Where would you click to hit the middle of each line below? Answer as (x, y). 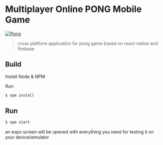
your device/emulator (27, 137)
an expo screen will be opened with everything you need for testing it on (80, 132)
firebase (26, 48)
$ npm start (17, 122)
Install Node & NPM (25, 76)
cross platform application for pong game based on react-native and (87, 43)
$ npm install (20, 95)
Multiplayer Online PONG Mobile (74, 9)
